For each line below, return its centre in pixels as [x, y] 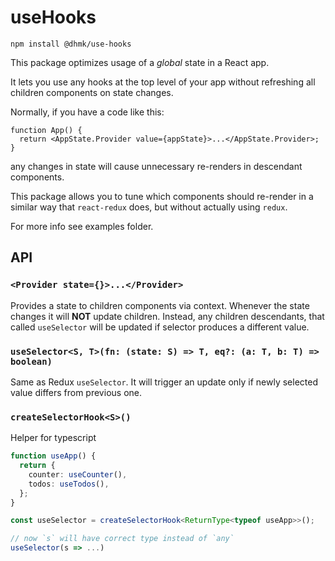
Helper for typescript [53, 438]
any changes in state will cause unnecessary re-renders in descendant [156, 166]
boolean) [31, 361]
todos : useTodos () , [69, 484]
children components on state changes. [92, 92]
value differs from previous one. [76, 392]
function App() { [46, 130]
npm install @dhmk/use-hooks [71, 44]
